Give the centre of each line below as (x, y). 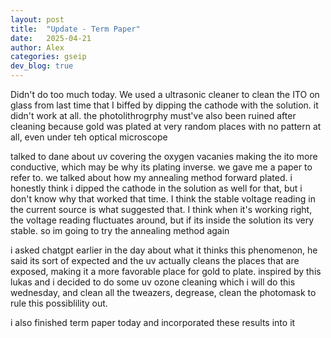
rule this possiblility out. (59, 303)
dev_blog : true (42, 66)
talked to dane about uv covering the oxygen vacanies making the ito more (164, 156)
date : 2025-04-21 (51, 38)
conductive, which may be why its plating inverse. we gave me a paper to (161, 167)
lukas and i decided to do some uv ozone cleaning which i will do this (153, 282)
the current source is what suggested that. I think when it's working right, (161, 209)
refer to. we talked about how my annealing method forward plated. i (151, 177)
